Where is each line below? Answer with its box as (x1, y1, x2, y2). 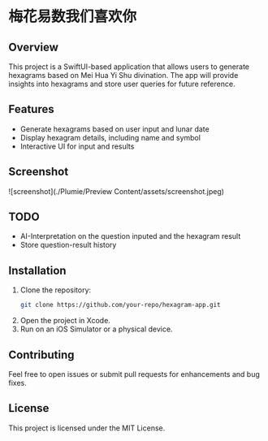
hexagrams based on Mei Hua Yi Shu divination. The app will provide (8, 71, 239, 80)
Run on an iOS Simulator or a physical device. (19, 324, 173, 334)
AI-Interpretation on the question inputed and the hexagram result (19, 231, 241, 241)
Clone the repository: (19, 285, 92, 295)
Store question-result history (19, 240, 117, 250)
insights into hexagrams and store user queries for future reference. (8, 79, 236, 89)
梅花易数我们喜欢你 (8, 7, 137, 26)
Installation (8, 263, 67, 277)
